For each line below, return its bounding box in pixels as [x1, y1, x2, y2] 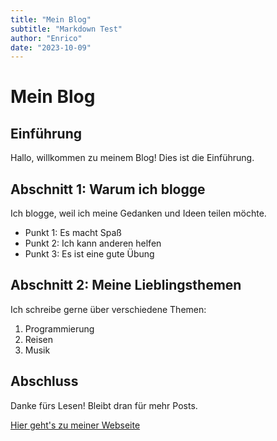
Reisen [24, 333, 53, 345]
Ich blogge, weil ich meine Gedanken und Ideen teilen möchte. [10, 207, 267, 220]
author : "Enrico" [10, 33, 83, 43]
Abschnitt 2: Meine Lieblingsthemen [10, 277, 242, 294]
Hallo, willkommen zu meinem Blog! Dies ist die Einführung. [10, 152, 255, 164]
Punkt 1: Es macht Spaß [24, 227, 122, 239]
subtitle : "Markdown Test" [10, 24, 123, 34]
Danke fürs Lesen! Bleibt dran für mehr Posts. [10, 399, 198, 411]
